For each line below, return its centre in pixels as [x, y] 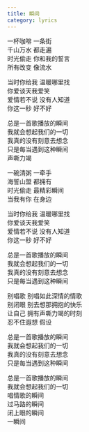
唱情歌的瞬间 [25, 395]
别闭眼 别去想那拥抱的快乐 [44, 304]
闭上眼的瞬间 [25, 412]
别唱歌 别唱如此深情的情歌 [44, 296]
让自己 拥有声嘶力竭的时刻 [44, 313]
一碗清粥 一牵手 [30, 172]
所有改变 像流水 [30, 67]
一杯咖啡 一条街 [30, 41]
